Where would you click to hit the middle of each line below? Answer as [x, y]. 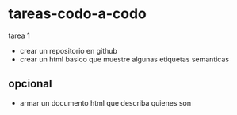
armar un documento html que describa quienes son [105, 102]
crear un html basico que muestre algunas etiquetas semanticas [124, 59]
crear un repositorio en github [68, 50]
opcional [30, 84]
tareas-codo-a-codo [77, 14]
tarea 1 [19, 35]
